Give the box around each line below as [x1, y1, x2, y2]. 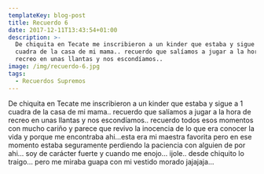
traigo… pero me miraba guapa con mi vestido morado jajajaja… [8, 157, 214, 166]
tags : [8, 70, 26, 78]
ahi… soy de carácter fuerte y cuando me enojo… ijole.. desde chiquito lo [8, 148, 245, 158]
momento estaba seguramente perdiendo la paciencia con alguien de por [8, 140, 246, 150]
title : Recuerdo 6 [8, 19, 68, 27]
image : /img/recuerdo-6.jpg [8, 63, 101, 71]
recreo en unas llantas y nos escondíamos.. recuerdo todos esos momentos [8, 115, 254, 125]
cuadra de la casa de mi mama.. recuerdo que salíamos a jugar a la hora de [8, 107, 251, 116]
